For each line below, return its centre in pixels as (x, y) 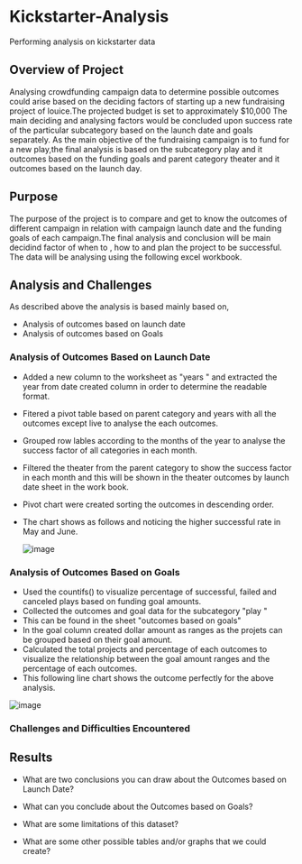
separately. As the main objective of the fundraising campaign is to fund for (150, 139)
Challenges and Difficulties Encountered (100, 728)
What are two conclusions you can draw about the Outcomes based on (154, 779)
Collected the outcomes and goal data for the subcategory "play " (145, 611)
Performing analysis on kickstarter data (82, 41)
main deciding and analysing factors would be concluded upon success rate (151, 120)
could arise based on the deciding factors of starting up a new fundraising (147, 101)
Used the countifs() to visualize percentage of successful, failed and (149, 592)
